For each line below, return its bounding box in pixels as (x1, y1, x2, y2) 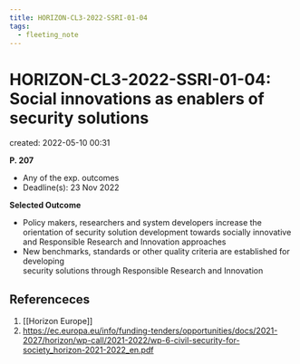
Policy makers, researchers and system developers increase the (22, 217, 263, 228)
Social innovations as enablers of (9, 88, 265, 109)
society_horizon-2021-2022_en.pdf (22, 345, 154, 356)
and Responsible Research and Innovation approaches (22, 236, 227, 247)
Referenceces (9, 292, 91, 307)
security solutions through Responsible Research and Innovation (22, 265, 264, 276)
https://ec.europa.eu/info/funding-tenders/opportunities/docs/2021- (22, 325, 278, 336)
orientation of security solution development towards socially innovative (22, 227, 292, 238)
